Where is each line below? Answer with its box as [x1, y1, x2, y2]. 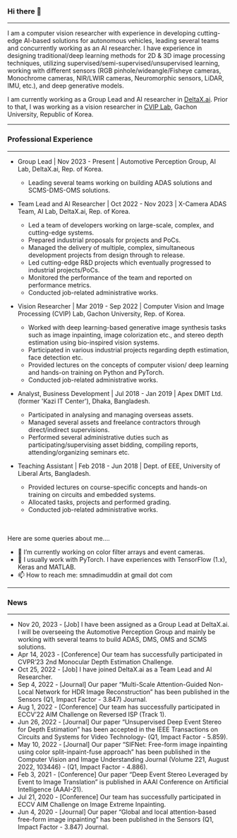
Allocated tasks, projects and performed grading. [28, 498, 171, 506]
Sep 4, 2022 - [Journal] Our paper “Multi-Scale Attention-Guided [17, 680, 207, 688]
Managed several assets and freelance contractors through [28, 418, 201, 426]
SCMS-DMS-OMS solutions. [28, 186, 111, 194]
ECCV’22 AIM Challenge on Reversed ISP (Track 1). [17, 710, 167, 719]
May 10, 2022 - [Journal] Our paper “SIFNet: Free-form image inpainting [17, 740, 228, 748]
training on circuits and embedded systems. [28, 490, 157, 498]
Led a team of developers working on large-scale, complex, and [28, 220, 214, 229]
